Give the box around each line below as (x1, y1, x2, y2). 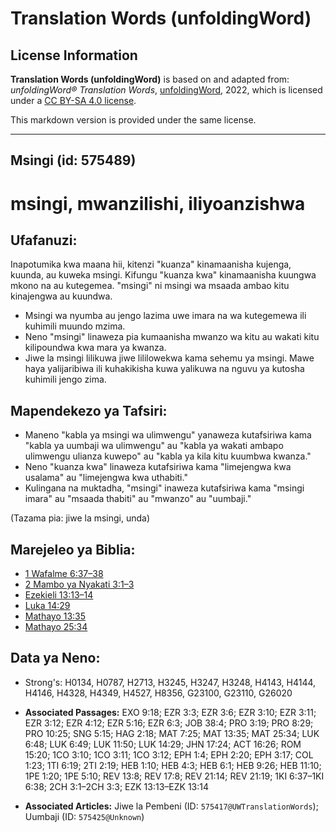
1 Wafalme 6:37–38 (24, 568, 104, 580)
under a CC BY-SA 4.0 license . (10, 95, 137, 106)
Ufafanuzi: (10, 232, 78, 249)
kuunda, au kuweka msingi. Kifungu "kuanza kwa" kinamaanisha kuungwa (10, 269, 317, 281)
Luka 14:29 (24, 600, 71, 612)
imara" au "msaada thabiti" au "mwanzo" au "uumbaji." (24, 493, 252, 505)
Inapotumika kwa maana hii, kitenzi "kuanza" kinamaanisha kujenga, (10, 258, 292, 271)
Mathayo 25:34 (24, 621, 88, 633)
